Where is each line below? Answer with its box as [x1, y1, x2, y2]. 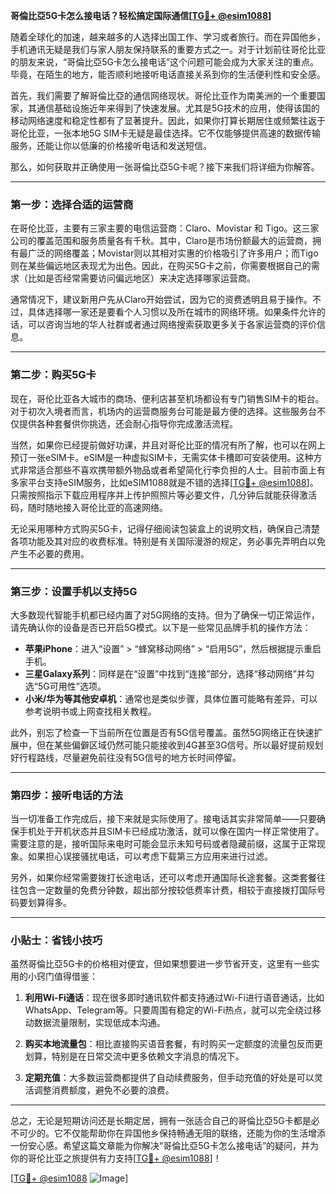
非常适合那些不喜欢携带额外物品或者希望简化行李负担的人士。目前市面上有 [18, 464, 326, 476]
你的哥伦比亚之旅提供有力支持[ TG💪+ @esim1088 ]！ [10, 1152, 222, 1164]
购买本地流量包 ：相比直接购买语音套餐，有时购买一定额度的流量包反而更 [24, 1038, 323, 1050]
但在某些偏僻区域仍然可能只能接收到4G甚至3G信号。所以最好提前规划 [36, 739, 324, 751]
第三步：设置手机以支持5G [10, 584, 138, 598]
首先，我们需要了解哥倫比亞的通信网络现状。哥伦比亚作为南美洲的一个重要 [10, 90, 317, 101]
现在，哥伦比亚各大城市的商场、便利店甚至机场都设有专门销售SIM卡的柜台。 [10, 392, 325, 404]
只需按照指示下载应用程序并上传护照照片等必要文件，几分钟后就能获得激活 [10, 489, 317, 501]
